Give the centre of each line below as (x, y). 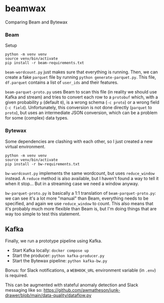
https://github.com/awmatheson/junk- (82, 290)
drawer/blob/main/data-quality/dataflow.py (48, 295)
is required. (16, 276)
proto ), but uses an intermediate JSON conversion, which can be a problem (81, 113)
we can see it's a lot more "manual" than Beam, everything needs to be (77, 198)
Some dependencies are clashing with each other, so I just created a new (79, 141)
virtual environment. (25, 146)
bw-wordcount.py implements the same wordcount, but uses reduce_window (80, 173)
